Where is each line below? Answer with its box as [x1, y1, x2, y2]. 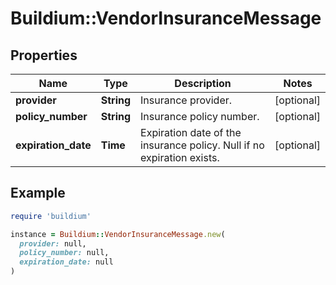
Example [10, 185, 66, 202]
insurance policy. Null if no [140, 138, 265, 152]
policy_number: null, [19, 248, 110, 258]
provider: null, [19, 238, 87, 249]
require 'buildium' [10, 211, 92, 221]
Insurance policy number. [140, 110, 260, 123]
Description [174, 77, 232, 90]
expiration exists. [140, 151, 220, 164]
